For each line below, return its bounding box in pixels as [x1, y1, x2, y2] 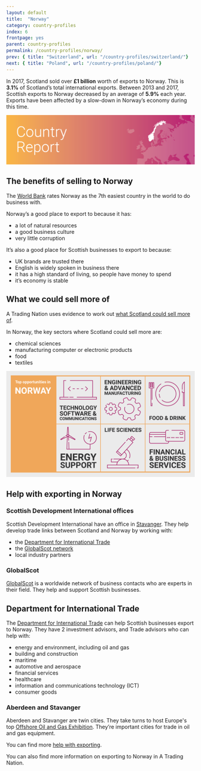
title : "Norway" [6, 16, 50, 22]
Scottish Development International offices [6, 507, 134, 515]
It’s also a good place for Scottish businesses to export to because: [6, 246, 172, 253]
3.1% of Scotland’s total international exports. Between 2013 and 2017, [6, 84, 179, 91]
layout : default [6, 10, 47, 16]
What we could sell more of [6, 294, 110, 305]
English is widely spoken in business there [14, 264, 120, 271]
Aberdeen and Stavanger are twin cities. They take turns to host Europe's [6, 717, 187, 724]
